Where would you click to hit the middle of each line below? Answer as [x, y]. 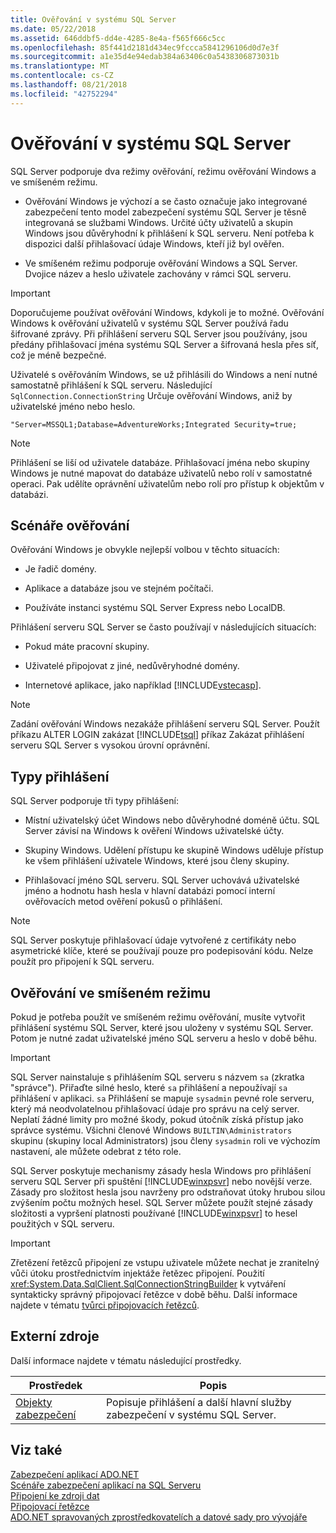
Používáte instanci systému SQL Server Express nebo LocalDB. [155, 608]
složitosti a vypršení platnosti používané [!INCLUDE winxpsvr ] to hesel [154, 1213]
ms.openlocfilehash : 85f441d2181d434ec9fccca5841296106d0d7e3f [145, 47]
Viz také [36, 1450]
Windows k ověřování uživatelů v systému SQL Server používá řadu [149, 323]
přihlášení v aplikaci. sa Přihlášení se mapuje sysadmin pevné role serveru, [162, 1098]
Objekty [34, 1402]
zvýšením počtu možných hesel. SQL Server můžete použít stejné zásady [161, 1202]
